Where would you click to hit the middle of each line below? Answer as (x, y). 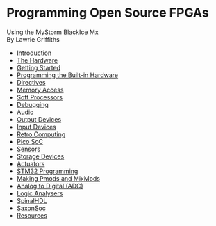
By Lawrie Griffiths (33, 39)
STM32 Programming (47, 171)
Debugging (33, 104)
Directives (31, 82)
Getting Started (38, 67)
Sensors (28, 149)
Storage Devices (40, 156)
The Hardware (37, 60)
